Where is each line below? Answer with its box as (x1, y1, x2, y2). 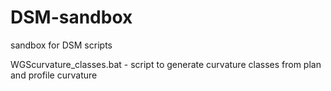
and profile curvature (10, 69, 98, 81)
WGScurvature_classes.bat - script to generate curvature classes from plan (10, 58, 322, 70)
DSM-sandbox (10, 6, 133, 29)
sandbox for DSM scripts (10, 39, 113, 51)
